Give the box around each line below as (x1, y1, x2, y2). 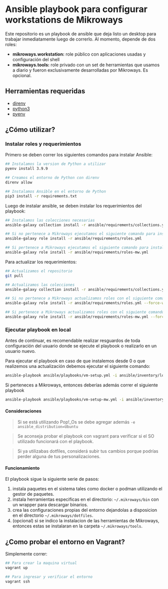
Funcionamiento (5, 465, 40, 471)
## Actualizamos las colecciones (5, 282, 75, 287)
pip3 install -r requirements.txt (5, 193, 77, 199)
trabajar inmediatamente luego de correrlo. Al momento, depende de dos (5, 36, 156, 42)
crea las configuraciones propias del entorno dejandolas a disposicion (12, 507, 157, 513)
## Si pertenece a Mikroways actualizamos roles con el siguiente (5, 310, 146, 315)
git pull (5, 273, 23, 278)
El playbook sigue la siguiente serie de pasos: (5, 476, 99, 482)
